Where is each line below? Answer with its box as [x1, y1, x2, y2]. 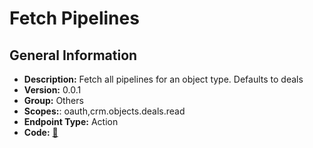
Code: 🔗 [23, 127, 59, 138]
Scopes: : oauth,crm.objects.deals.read [23, 105, 186, 117]
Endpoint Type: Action [23, 116, 119, 127]
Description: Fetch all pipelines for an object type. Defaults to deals [23, 73, 304, 85]
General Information [9, 47, 138, 64]
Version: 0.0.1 [23, 84, 82, 96]
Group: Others [23, 95, 84, 106]
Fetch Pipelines [9, 7, 140, 30]
